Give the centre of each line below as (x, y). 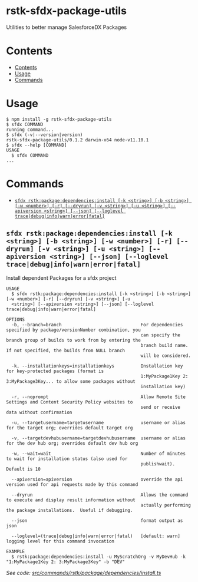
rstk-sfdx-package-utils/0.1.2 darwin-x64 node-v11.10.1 (77, 140)
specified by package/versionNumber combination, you (74, 330)
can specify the (161, 335)
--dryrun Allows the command (100, 495)
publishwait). (158, 464)
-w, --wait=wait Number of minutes (98, 454)
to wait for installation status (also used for (67, 459)
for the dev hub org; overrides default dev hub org (72, 443)
